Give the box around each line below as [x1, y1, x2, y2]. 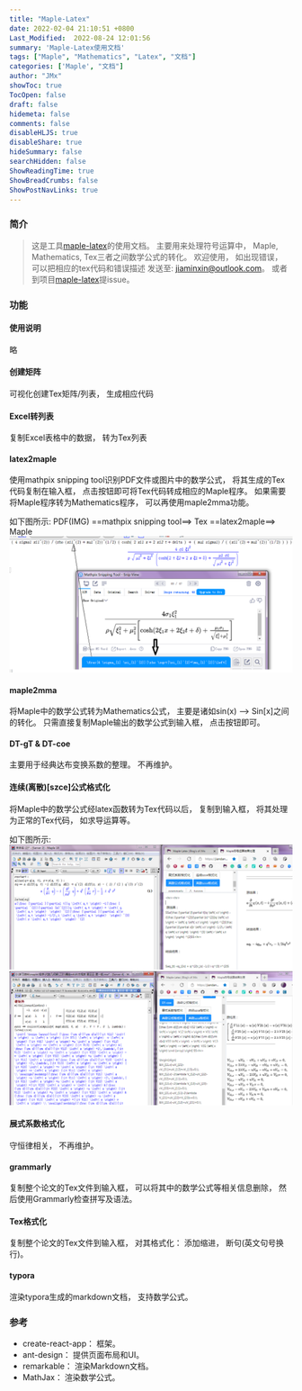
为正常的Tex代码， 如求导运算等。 [9, 815, 136, 826]
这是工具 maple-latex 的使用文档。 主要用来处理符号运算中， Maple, [31, 239, 279, 251]
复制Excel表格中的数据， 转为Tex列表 [9, 432, 147, 443]
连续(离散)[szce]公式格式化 [9, 781, 111, 792]
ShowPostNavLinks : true [9, 185, 99, 194]
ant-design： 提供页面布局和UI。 [22, 1349, 145, 1359]
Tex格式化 [9, 1215, 48, 1226]
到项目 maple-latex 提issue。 [31, 274, 135, 285]
